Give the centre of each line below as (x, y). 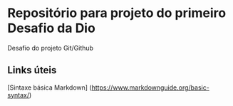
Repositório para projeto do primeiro (117, 13)
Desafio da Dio (52, 28)
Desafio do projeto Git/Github (51, 48)
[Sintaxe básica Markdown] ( (50, 88)
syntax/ (19, 95)
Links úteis (32, 70)
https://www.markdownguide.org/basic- (151, 88)
